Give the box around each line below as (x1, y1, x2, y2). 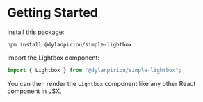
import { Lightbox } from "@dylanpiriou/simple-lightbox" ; (7, 67, 182, 74)
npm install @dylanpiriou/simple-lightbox (7, 41, 132, 48)
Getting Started (7, 5, 99, 21)
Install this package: (7, 28, 65, 36)
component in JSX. (7, 87, 62, 95)
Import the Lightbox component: (7, 53, 99, 62)
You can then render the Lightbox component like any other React (7, 79, 196, 87)
